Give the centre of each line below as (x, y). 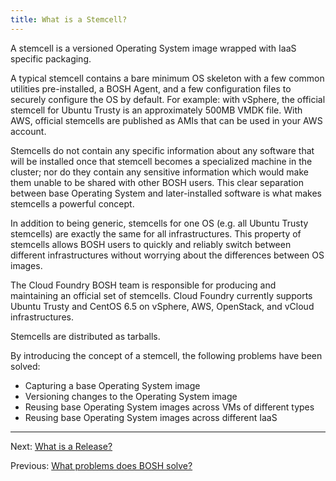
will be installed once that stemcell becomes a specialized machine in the (161, 161)
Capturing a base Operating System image (112, 385)
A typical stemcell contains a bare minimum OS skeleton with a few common (167, 78)
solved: (25, 366)
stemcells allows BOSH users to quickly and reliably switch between (151, 244)
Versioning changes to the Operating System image (131, 396)
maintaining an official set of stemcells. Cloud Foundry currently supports (161, 295)
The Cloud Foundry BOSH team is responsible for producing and (143, 285)
